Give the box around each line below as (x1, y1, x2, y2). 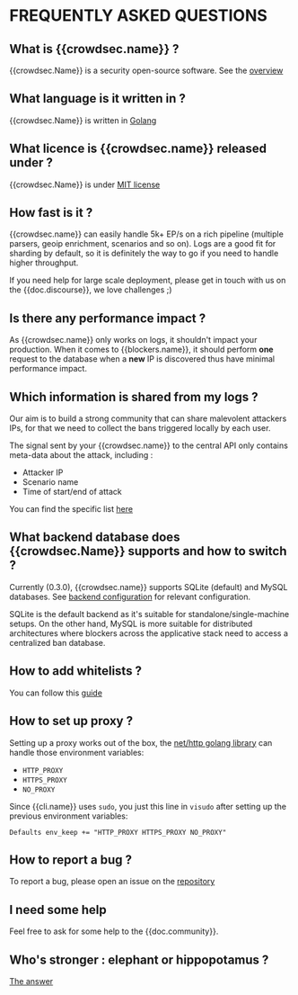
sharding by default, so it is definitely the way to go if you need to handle (9, 248, 279, 259)
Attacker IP (22, 467, 64, 478)
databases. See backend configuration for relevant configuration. (9, 591, 251, 602)
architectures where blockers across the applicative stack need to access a (9, 627, 289, 639)
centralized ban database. (9, 637, 106, 648)
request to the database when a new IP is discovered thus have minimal (9, 354, 276, 364)
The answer (9, 975, 54, 986)
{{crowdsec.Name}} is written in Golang (9, 114, 157, 126)
